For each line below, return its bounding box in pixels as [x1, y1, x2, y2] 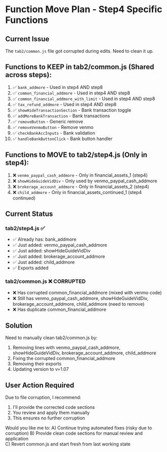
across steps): [5, 71, 52, 79]
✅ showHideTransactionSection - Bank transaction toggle [12, 107, 131, 113]
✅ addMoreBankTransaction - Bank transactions [12, 113, 110, 119]
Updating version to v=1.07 [12, 366, 69, 372]
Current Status [5, 210, 53, 218]
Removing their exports [12, 361, 62, 367]
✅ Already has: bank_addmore [12, 236, 77, 242]
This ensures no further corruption [12, 415, 85, 421]
